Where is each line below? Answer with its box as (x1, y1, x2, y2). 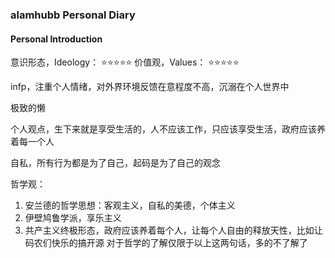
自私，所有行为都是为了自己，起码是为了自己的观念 (10, 157, 221, 169)
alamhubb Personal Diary (10, 8, 136, 22)
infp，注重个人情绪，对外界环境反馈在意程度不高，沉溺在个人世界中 (10, 81, 290, 93)
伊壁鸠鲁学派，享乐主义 (24, 212, 122, 224)
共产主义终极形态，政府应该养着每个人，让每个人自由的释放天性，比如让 (24, 224, 323, 237)
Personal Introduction (10, 33, 103, 45)
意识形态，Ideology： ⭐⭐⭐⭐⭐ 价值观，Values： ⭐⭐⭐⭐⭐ (10, 56, 240, 68)
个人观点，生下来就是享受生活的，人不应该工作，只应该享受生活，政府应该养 (10, 123, 326, 135)
